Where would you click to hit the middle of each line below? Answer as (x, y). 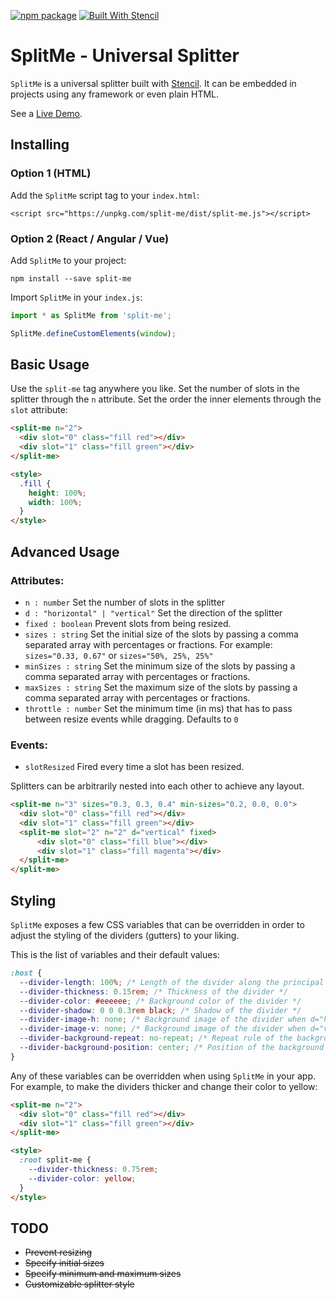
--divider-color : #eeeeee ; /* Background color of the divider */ (160, 1001)
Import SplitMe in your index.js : (76, 297)
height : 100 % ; (57, 493)
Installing (40, 145)
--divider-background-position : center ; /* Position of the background (172, 1048)
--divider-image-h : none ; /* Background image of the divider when (163, 1020)
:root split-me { (55, 1160)
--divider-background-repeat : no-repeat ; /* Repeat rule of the (156, 1038)
